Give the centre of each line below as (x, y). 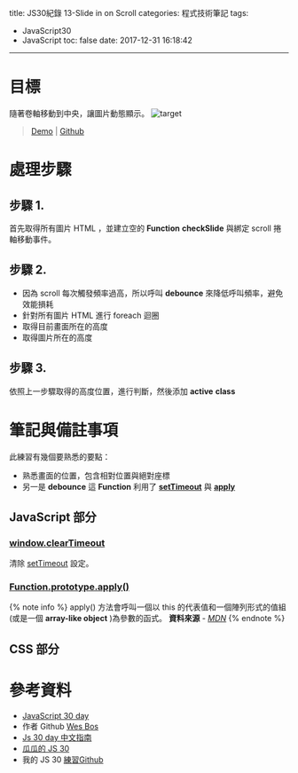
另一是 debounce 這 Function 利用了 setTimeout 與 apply (129, 486)
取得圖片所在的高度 (57, 337)
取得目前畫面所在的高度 (65, 326)
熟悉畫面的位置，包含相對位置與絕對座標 (96, 475)
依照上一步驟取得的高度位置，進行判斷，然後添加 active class (122, 391)
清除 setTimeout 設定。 (51, 564)
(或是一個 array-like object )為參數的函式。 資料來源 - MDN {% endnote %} (147, 619)
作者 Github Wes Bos (60, 726)
